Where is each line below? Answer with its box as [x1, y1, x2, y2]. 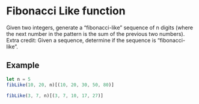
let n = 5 [6, 76, 31, 82]
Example [6, 60, 40, 71]
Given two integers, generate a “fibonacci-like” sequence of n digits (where [6, 24, 194, 31]
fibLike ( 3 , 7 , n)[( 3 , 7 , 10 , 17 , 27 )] [6, 93, 103, 99]
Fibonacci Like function [6, 4, 126, 18]
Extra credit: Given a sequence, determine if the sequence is [6, 36, 156, 44]
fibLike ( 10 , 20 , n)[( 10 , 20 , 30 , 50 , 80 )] [6, 82, 114, 88]
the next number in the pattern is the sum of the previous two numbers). [6, 30, 185, 37]
